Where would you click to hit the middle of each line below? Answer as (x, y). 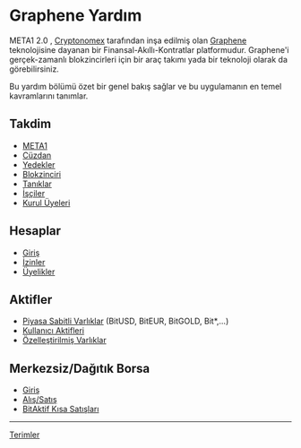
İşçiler (34, 193)
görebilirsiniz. (34, 69)
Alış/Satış (39, 400)
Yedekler (39, 164)
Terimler (25, 435)
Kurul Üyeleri (46, 202)
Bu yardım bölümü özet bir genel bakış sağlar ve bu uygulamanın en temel (146, 86)
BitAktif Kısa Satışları (60, 409)
